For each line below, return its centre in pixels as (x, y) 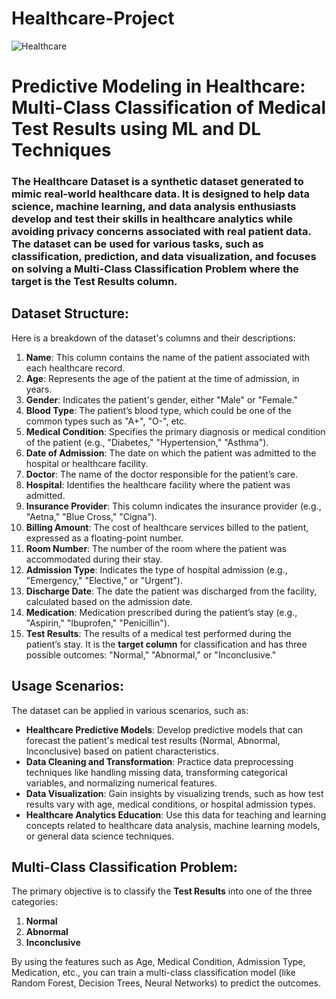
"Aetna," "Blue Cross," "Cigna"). (91, 516)
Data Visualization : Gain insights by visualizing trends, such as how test (174, 793)
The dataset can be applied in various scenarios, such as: (130, 710)
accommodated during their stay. (94, 559)
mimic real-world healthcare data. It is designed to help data (161, 194)
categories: (34, 902)
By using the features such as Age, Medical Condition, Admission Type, (158, 962)
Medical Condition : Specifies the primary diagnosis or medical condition (175, 431)
